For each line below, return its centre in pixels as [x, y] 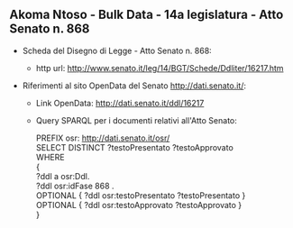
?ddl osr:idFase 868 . [75, 186]
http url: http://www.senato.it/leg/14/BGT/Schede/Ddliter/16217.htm [160, 68]
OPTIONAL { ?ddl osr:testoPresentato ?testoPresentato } [141, 195]
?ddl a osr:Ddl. [63, 176]
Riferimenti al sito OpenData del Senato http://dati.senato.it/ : [134, 86]
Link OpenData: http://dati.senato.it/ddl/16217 [120, 103]
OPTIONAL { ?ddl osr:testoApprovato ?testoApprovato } [139, 205]
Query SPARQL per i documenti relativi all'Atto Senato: [136, 120]
